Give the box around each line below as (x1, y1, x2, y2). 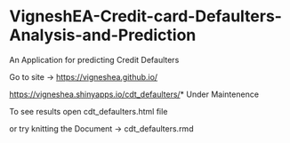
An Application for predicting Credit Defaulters (9, 54, 180, 65)
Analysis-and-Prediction (9, 25, 197, 45)
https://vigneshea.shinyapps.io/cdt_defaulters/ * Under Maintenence (9, 89, 260, 99)
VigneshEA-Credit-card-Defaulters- (9, 6, 283, 27)
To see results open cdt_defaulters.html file (9, 106, 168, 116)
